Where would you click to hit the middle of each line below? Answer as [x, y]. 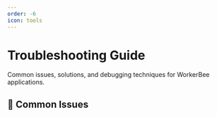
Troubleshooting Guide [76, 55]
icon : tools [25, 20]
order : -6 [22, 14]
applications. [26, 82]
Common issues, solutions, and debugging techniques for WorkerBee [108, 75]
